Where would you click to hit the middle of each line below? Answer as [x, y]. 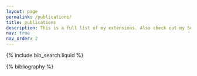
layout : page [22, 11]
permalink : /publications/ [39, 17]
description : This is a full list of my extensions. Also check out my [95, 28]
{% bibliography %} [30, 67]
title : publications [31, 22]
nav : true [18, 33]
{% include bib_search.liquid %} [45, 55]
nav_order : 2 [22, 39]
